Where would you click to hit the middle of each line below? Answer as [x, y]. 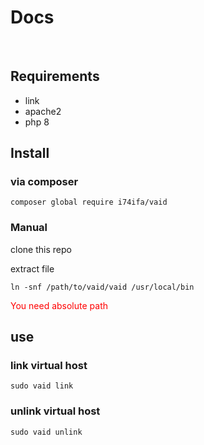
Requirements [55, 76]
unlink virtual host [55, 411]
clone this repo [41, 249]
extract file [32, 268]
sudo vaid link [42, 386]
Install [30, 153]
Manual [29, 228]
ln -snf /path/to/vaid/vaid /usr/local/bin [102, 287]
